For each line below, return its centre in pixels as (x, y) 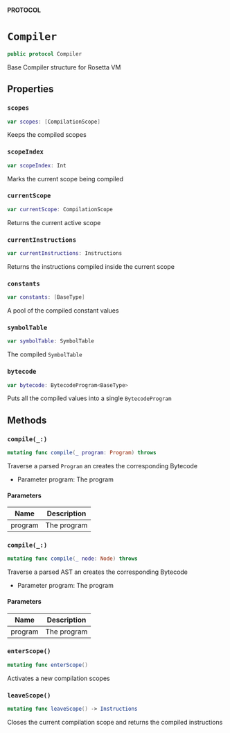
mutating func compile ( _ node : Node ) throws (72, 559)
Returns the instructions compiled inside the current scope (91, 266)
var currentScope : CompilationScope (60, 209)
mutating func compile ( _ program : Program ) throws (82, 453)
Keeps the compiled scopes (47, 135)
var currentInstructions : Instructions (65, 254)
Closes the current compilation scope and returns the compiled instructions (115, 722)
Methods (27, 420)
